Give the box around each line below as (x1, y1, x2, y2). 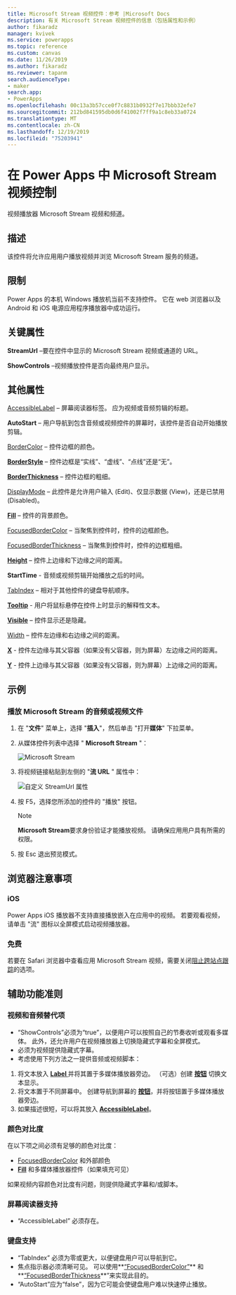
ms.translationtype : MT (7, 115, 77, 122)
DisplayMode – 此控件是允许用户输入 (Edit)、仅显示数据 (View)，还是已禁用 (7, 488, 225, 496)
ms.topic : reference (7, 43, 68, 50)
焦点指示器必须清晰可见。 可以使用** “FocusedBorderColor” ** (17, 1262, 197, 1270)
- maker (7, 82, 30, 89)
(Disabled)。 (7, 496, 44, 504)
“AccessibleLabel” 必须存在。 (17, 1217, 103, 1225)
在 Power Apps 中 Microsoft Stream (7, 167, 217, 183)
